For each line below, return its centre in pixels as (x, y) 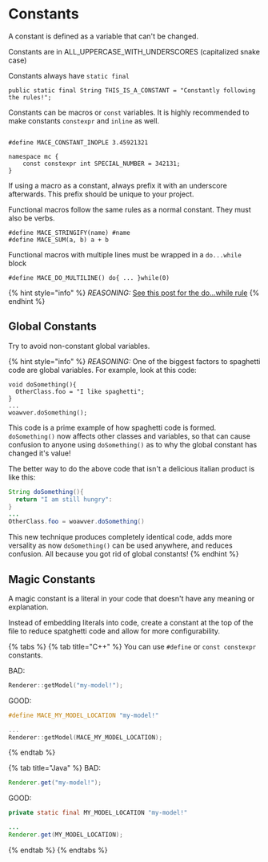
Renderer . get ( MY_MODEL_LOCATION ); (66, 835)
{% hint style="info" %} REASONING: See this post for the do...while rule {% (134, 293)
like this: (22, 477)
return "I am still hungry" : (64, 499)
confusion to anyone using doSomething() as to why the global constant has (133, 444)
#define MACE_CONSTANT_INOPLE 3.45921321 (78, 142)
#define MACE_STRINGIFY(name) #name (69, 233)
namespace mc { (34, 156)
